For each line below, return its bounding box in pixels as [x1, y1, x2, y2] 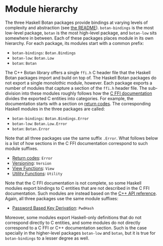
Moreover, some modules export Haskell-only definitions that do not [5, 214, 142, 220]
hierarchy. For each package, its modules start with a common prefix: [5, 40, 145, 46]
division [5, 90, 21, 96]
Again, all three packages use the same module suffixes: [5, 195, 118, 201]
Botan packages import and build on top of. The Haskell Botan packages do [5, 75, 157, 81]
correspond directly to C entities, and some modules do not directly [5, 220, 141, 225]
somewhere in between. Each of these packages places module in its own [5, 35, 154, 41]
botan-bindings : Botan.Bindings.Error [12, 115, 89, 121]
